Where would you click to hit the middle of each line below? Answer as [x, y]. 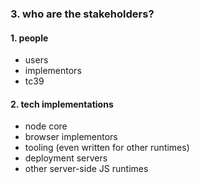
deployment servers [66, 158]
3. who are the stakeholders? [82, 14]
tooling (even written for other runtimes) [107, 148]
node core [46, 126]
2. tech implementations [62, 104]
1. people [29, 38]
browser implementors [71, 137]
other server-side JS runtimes [86, 169]
